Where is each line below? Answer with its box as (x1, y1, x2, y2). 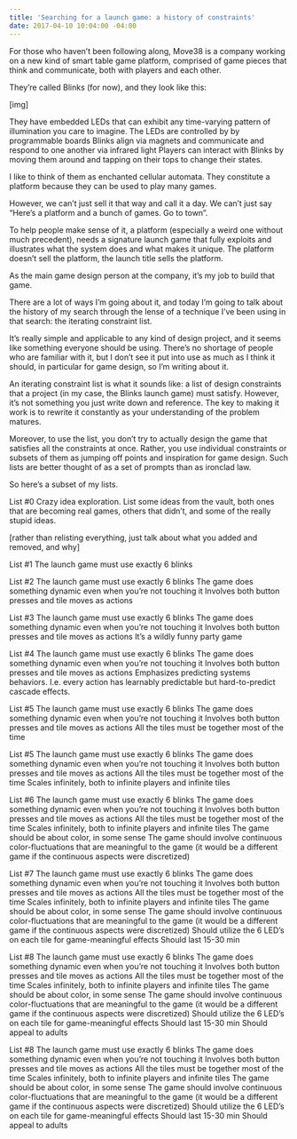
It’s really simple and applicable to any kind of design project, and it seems (9, 332, 282, 343)
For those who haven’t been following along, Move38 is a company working (9, 45, 285, 56)
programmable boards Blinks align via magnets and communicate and (9, 135, 264, 146)
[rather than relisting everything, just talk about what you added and (9, 532, 258, 543)
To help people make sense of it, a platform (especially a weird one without (9, 224, 284, 235)
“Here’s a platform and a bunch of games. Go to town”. (9, 207, 208, 218)
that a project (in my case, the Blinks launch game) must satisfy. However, (9, 387, 279, 398)
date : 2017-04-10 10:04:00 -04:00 (9, 21, 137, 30)
